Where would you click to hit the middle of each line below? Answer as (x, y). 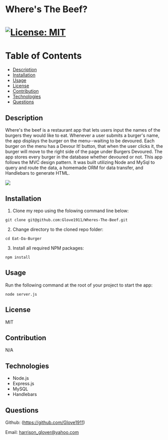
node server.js (21, 294)
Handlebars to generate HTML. (37, 173)
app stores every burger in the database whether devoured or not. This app (84, 157)
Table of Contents (44, 55)
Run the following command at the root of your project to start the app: (79, 285)
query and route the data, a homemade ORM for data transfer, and (74, 168)
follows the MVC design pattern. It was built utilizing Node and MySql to (80, 163)
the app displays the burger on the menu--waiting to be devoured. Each (80, 141)
